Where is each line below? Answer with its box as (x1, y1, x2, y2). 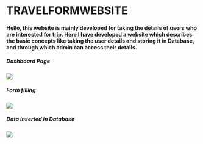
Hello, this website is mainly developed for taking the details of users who (6, 24, 197, 31)
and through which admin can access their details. (6, 43, 137, 51)
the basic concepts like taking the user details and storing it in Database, (6, 37, 194, 45)
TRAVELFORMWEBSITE (6, 4, 128, 18)
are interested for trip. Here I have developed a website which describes (6, 31, 193, 38)
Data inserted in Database (6, 115, 75, 123)
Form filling (6, 87, 36, 94)
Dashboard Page (6, 57, 51, 65)
